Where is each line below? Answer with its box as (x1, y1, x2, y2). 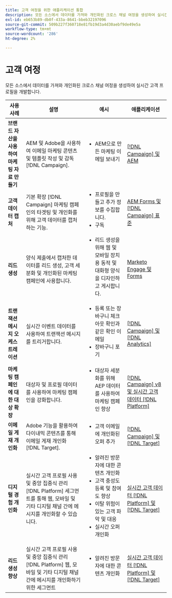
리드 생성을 (94, 236, 120, 243)
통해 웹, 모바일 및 (36, 495, 76, 502)
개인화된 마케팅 (42, 270, 78, 277)
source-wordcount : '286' (5, 31, 58, 36)
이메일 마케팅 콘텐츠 (32, 147, 78, 154)
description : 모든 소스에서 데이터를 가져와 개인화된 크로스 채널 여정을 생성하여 (5, 12, 155, 17)
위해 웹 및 (94, 244, 117, 251)
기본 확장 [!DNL (26, 193, 62, 200)
